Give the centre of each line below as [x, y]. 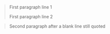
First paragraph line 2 [31, 17]
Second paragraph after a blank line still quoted [57, 26]
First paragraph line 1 [30, 7]
